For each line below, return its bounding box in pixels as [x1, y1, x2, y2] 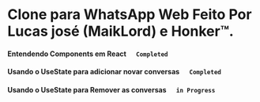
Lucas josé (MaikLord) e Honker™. [7, 22, 234, 40]
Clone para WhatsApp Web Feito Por [7, 6, 252, 24]
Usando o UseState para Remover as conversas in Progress [7, 85, 216, 94]
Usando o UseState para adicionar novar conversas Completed [7, 67, 222, 77]
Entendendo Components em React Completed [7, 49, 168, 59]
